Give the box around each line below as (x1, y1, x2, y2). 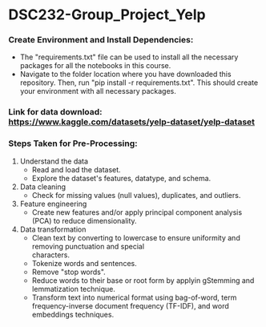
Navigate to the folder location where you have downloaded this (19, 70, 232, 79)
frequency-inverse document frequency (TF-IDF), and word (31, 301, 230, 310)
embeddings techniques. (31, 309, 115, 319)
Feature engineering (19, 199, 87, 208)
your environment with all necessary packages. (19, 87, 176, 96)
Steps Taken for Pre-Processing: (8, 138, 138, 149)
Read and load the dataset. (31, 164, 122, 174)
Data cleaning (19, 182, 66, 192)
